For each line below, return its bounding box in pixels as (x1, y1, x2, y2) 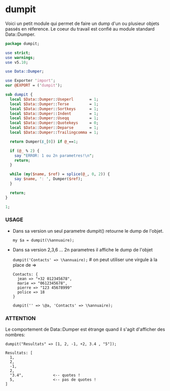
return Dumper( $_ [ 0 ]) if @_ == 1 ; (10, 139, 79, 144)
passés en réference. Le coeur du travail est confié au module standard (5, 25, 155, 32)
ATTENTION (5, 315, 36, 322)
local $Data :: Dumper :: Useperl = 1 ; (10, 97, 99, 102)
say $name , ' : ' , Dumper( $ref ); (14, 177, 83, 182)
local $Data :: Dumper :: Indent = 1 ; (10, 111, 99, 116)
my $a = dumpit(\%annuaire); (12, 238, 75, 243)
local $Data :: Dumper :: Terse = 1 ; (10, 101, 99, 106)
